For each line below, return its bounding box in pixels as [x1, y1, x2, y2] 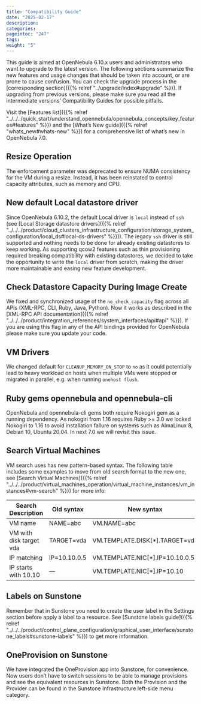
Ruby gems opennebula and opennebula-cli [6, 393, 172, 403]
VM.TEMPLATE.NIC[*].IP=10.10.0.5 [92, 553, 195, 562]
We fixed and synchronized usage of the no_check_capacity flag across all [6, 298, 189, 305]
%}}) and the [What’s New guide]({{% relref [39, 121, 148, 128]
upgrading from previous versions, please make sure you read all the [6, 91, 176, 98]
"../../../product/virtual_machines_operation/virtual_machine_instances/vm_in [6, 481, 195, 488]
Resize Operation [6, 151, 72, 162]
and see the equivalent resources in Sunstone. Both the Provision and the [6, 679, 187, 686]
